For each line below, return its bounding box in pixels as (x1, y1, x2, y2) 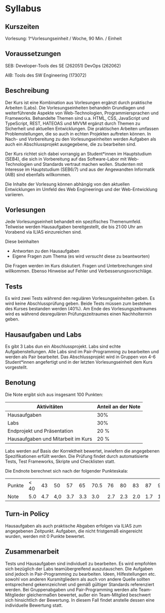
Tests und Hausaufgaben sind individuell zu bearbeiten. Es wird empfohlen (5, 560, 157, 566)
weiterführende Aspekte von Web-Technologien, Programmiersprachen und (5, 110, 159, 116)
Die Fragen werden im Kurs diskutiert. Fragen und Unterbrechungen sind (5, 263, 152, 269)
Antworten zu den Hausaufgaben (12, 248, 80, 254)
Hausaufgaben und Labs (5, 330, 82, 339)
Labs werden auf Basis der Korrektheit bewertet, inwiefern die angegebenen (5, 448, 160, 454)
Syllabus (5, 3, 42, 14)
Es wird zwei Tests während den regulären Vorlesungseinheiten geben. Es (5, 295, 155, 301)
